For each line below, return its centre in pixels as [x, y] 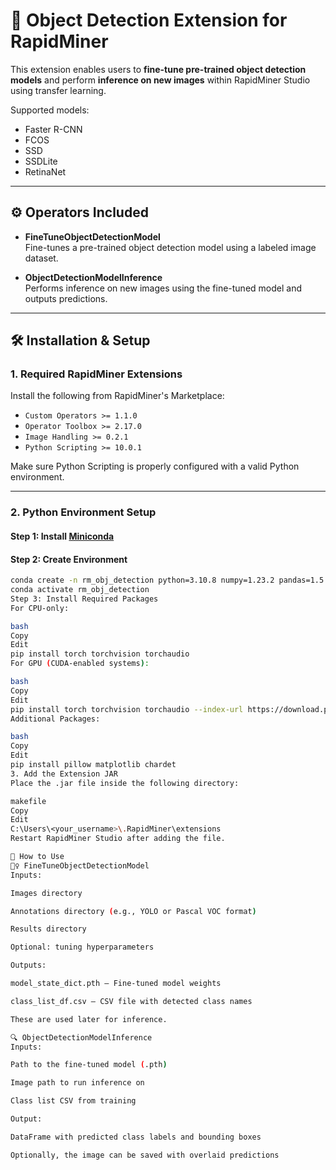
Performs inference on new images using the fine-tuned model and [163, 288]
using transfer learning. [58, 90]
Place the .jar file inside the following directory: [125, 783]
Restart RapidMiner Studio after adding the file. [118, 839]
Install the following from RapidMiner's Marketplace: [117, 396]
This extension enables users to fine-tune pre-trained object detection [158, 69]
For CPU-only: [40, 608]
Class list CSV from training [73, 1101]
